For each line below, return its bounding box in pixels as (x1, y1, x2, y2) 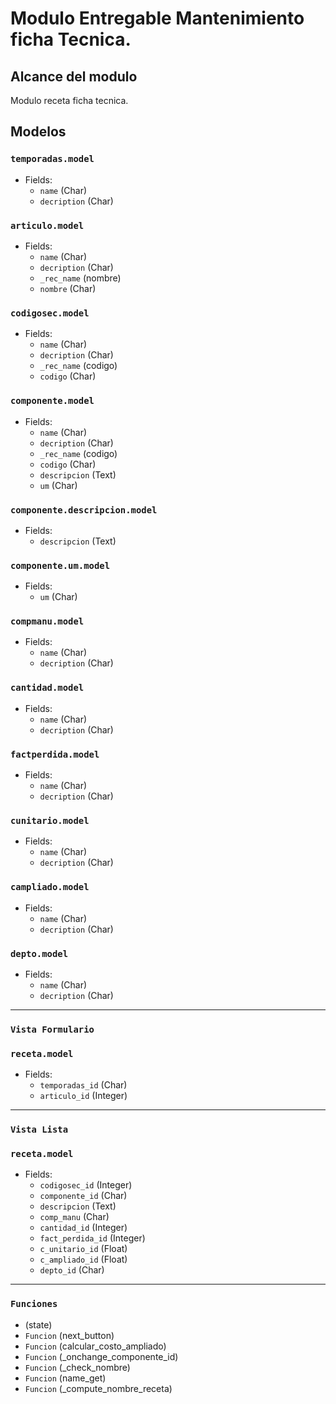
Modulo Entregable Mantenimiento (10, 7, 305, 30)
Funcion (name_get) (24, 1372, 107, 1384)
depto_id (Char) (39, 1264, 105, 1276)
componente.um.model (10, 560, 111, 571)
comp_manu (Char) (39, 1211, 110, 1223)
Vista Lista (10, 1124, 69, 1136)
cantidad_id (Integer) (39, 1222, 128, 1234)
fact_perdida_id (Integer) (39, 1232, 146, 1244)
